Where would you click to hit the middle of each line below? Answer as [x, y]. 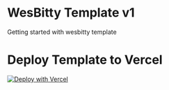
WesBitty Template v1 [71, 13]
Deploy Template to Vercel [85, 60]
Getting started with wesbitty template [62, 32]
